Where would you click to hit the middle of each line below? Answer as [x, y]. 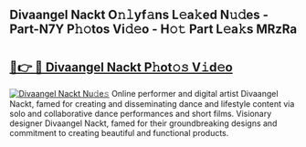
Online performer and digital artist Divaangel [195, 94]
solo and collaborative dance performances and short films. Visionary [141, 114]
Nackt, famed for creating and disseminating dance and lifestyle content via [152, 104]
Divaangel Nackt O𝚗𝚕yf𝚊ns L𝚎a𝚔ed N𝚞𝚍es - [139, 15]
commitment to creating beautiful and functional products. [119, 133]
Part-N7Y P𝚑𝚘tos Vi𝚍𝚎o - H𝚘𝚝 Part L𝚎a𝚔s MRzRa [153, 30]
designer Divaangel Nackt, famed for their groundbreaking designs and [143, 123]
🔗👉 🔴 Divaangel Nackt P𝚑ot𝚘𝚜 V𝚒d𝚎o [121, 67]
